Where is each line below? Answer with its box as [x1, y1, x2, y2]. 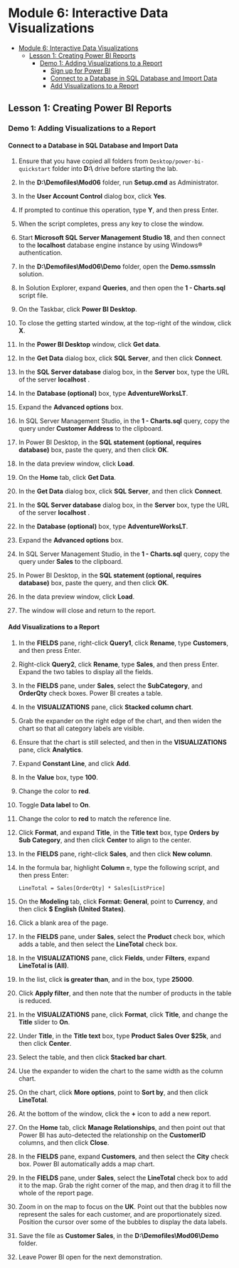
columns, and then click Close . [18, 1138, 110, 1147]
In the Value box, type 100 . [18, 772, 98, 781]
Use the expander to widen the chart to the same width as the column [18, 1067, 223, 1075]
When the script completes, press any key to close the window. [18, 219, 204, 229]
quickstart [18, 166, 51, 173]
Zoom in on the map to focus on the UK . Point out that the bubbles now [18, 1202, 228, 1211]
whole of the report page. [18, 1188, 94, 1197]
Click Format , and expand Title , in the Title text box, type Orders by [18, 828, 220, 837]
